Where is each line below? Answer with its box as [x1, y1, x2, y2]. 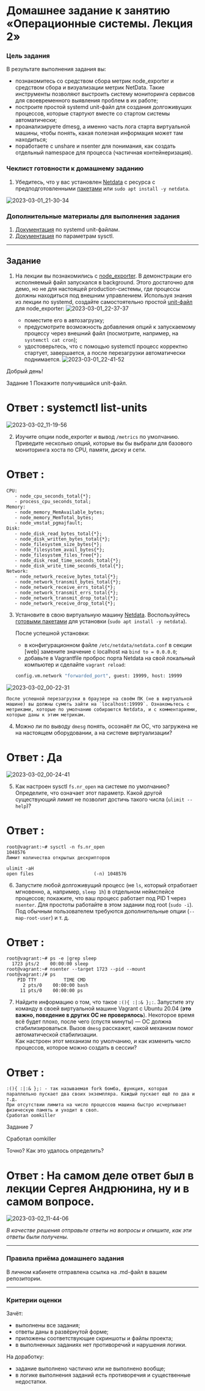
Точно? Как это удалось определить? [6, 1147, 104, 1154]
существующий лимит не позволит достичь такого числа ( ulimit [15, 795, 185, 803]
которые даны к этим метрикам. [6, 711, 86, 718]
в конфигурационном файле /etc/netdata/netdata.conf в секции [24, 641, 192, 648]
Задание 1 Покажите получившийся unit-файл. [6, 379, 128, 387]
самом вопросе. [6, 1194, 95, 1208]
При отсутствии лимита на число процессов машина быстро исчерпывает [6, 1102, 187, 1108]
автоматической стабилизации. [15, 1031, 98, 1039]
